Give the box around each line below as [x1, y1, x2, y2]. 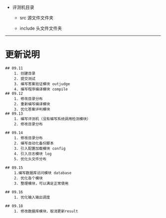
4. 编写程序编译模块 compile [14, 87, 68, 91]
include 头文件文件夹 [19, 25, 62, 31]
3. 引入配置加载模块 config [14, 146, 66, 151]
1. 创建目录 [14, 71, 36, 76]
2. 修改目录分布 [14, 122, 43, 127]
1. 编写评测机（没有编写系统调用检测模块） [14, 116, 91, 121]
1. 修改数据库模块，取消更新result [14, 209, 78, 214]
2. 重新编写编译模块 [14, 101, 50, 106]
